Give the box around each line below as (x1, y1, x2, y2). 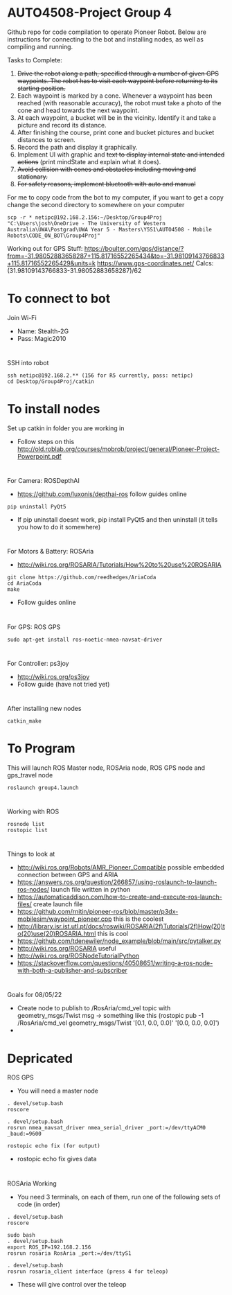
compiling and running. (7, 42, 73, 51)
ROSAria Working (7, 1179, 57, 1188)
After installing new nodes (7, 704, 82, 712)
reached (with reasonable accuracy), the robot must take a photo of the (17, 98, 222, 107)
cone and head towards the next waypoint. (17, 106, 140, 114)
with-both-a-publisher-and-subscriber (17, 967, 128, 975)
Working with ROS (7, 807, 60, 816)
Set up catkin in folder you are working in (7, 424, 125, 432)
